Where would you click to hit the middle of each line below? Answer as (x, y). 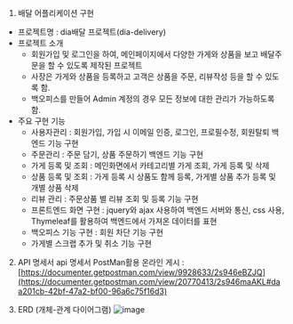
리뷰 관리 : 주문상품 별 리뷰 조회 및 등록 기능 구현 (115, 199)
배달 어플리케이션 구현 (56, 13)
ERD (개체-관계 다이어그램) (64, 309)
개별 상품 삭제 (55, 188)
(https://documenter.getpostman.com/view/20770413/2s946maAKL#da (149, 282)
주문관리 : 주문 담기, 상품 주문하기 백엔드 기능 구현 (117, 154)
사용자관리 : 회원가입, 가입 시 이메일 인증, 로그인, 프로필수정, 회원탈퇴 (150, 132)
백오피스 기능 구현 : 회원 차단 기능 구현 (97, 232)
